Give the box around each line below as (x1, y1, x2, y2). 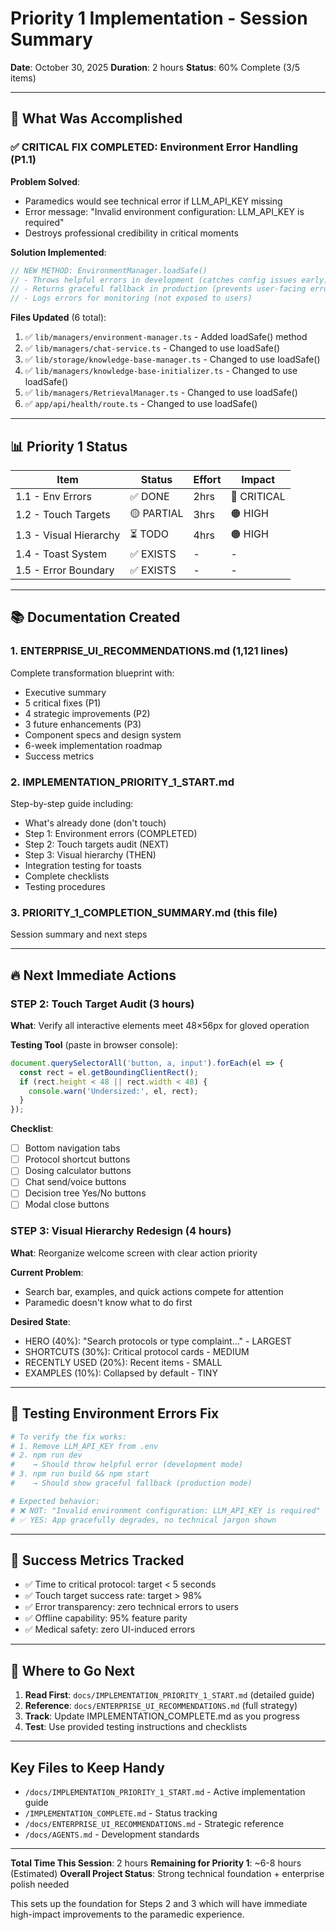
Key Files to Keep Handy (10, 1759, 165, 1776)
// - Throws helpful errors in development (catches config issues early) (10, 275, 329, 285)
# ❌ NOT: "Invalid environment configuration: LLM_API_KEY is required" (10, 1505, 321, 1516)
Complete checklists (24, 870, 110, 882)
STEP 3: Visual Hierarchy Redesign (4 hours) (10, 1224, 232, 1238)
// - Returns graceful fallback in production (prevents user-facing (10, 284, 307, 294)
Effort (193, 472, 222, 486)
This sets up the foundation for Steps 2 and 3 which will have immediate (10, 1897, 308, 1909)
